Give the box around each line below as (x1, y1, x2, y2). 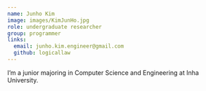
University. (7, 76, 39, 84)
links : (7, 36, 27, 43)
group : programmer (7, 29, 61, 37)
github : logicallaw (13, 50, 71, 57)
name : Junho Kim (7, 10, 55, 17)
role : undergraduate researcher (7, 23, 102, 30)
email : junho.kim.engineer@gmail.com (13, 43, 124, 50)
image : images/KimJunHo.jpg (7, 17, 90, 24)
